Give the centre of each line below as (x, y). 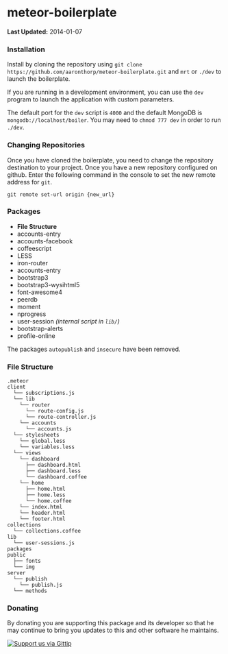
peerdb (27, 299)
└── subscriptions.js (44, 393)
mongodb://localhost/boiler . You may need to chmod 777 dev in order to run (114, 120)
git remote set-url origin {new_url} (61, 194)
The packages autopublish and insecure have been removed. (94, 349)
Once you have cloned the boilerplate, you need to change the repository (110, 160)
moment (29, 306)
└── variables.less (47, 447)
